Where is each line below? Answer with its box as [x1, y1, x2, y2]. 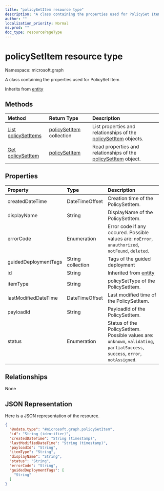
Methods [5, 100, 33, 109]
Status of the [107, 319, 138, 326]
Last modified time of [107, 291, 157, 298]
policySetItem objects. [92, 135, 143, 142]
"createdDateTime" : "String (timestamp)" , [9, 436, 97, 441]
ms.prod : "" [5, 25, 29, 30]
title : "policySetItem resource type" [5, 7, 84, 12]
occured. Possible [107, 229, 149, 236]
